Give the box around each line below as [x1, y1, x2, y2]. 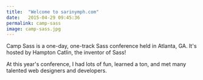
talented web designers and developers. [6, 67, 108, 75]
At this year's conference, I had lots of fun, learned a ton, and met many [6, 61, 187, 68]
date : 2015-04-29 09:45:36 [6, 15, 80, 21]
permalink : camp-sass [6, 20, 61, 26]
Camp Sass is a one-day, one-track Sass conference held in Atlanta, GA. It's [6, 42, 197, 50]
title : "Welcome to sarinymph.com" [6, 8, 99, 15]
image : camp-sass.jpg [6, 25, 61, 32]
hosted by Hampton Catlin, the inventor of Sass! [6, 49, 126, 56]
